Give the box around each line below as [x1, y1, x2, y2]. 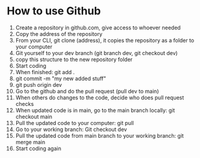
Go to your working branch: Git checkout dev [15, 126, 127, 133]
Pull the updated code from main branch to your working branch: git [15, 132, 184, 139]
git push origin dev [15, 81, 62, 88]
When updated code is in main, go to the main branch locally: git [15, 107, 175, 114]
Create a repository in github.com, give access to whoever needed [15, 24, 181, 31]
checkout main [15, 113, 53, 120]
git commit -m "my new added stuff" [15, 75, 106, 82]
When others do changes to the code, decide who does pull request [15, 94, 184, 101]
